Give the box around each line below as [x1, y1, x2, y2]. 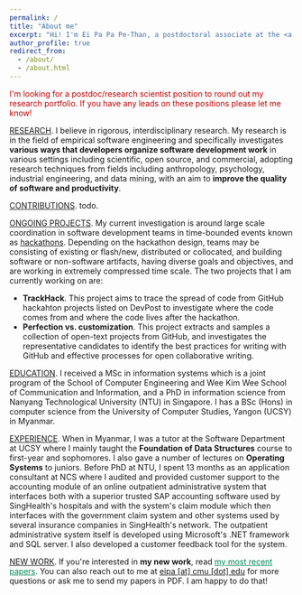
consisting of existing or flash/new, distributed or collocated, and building [9, 246, 282, 257]
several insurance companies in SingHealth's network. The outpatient [9, 519, 269, 530]
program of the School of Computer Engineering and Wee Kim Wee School [9, 377, 287, 388]
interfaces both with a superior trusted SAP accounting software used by [9, 490, 281, 501]
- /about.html [17, 64, 70, 73]
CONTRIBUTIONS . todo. [9, 200, 99, 210]
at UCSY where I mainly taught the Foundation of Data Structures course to [9, 442, 293, 453]
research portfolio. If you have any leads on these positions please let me [9, 98, 281, 108]
